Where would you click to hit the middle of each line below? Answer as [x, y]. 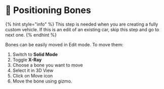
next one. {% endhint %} [31, 35]
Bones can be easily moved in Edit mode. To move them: [64, 44]
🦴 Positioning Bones [48, 10]
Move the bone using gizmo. [42, 81]
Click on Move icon [33, 75]
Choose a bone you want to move [48, 65]
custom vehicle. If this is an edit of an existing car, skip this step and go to [82, 29]
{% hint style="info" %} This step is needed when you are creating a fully [82, 24]
